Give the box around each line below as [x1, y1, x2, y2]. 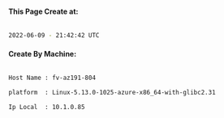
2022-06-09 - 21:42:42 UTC [8, 32, 100, 40]
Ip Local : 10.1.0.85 [8, 103, 85, 112]
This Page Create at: [8, 6, 79, 16]
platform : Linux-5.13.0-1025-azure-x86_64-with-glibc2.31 [8, 89, 217, 97]
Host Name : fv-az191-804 [8, 74, 96, 82]
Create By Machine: [8, 48, 77, 58]
